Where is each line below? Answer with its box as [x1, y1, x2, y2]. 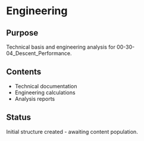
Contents [6, 67, 42, 77]
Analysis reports [14, 95, 55, 102]
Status [6, 113, 32, 123]
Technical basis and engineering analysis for [6, 43, 116, 50]
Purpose [6, 28, 39, 38]
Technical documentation [14, 82, 77, 89]
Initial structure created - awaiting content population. [6, 128, 138, 135]
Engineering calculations [14, 89, 76, 96]
